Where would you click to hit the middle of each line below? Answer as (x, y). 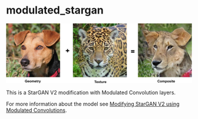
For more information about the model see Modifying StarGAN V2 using (93, 104)
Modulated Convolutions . (37, 110)
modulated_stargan (55, 10)
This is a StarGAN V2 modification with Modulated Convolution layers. (91, 92)
